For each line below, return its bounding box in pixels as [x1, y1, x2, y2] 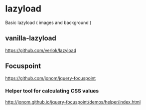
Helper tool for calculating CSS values [5, 87, 99, 94]
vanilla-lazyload [5, 34, 56, 42]
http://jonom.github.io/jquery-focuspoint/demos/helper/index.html [5, 98, 141, 105]
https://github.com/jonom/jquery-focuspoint [5, 75, 96, 81]
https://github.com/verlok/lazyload [5, 47, 76, 53]
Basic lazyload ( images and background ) [5, 19, 92, 25]
